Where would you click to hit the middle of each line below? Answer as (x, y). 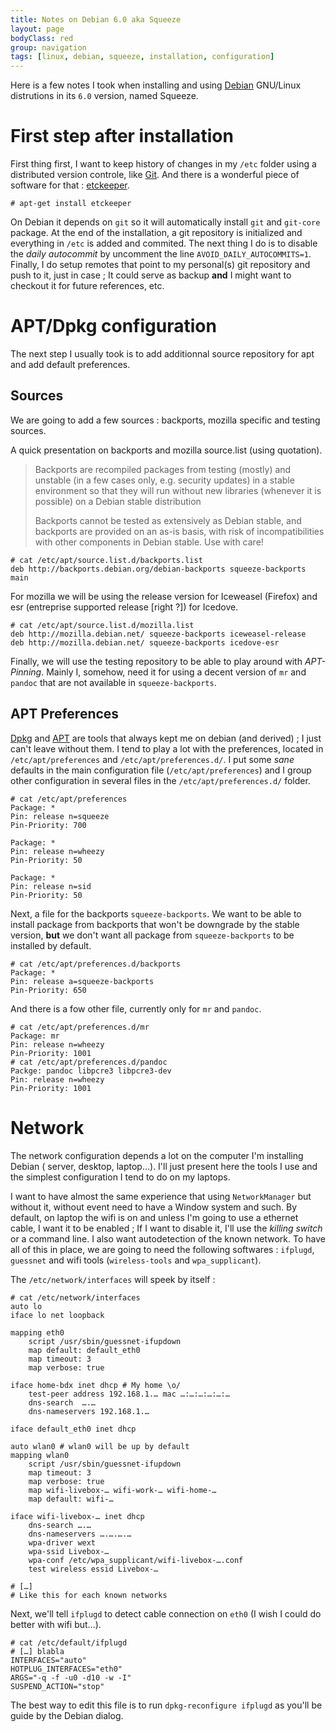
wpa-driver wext (62, 1542)
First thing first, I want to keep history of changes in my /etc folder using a (163, 164)
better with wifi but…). (56, 1624)
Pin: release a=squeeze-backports (82, 981)
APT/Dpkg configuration (113, 326)
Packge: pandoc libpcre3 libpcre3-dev (91, 1071)
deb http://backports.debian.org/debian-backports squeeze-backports (158, 569)
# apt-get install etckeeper (71, 204)
